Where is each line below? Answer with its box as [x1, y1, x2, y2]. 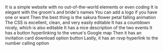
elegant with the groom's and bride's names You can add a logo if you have [5, 9, 158, 15]
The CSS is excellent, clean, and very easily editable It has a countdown [5, 19, 150, 25]
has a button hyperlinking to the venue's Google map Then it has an [5, 30, 142, 35]
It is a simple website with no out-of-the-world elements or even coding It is [5, 4, 158, 10]
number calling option [5, 40, 49, 46]
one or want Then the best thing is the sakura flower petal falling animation [5, 15, 156, 20]
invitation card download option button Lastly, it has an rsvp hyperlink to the [5, 35, 158, 41]
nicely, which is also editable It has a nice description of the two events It [5, 25, 153, 31]
